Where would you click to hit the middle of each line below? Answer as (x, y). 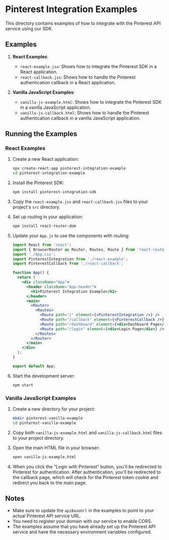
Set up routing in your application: (48, 217)
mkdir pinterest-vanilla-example (48, 418)
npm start (23, 385)
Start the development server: (44, 376)
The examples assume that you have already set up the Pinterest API (84, 527)
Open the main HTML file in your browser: (56, 448)
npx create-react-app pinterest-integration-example (69, 168)
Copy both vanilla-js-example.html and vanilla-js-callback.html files (87, 433)
